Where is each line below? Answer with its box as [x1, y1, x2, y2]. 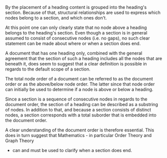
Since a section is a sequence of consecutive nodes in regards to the [5, 96, 147, 102]
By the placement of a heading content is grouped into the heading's [5, 4, 147, 10]
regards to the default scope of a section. [5, 66, 91, 72]
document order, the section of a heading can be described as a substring [5, 101, 158, 107]
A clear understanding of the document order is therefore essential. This [5, 127, 154, 133]
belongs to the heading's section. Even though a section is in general [5, 30, 147, 35]
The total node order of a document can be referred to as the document [5, 76, 153, 81]
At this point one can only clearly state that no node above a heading [5, 24, 147, 30]
